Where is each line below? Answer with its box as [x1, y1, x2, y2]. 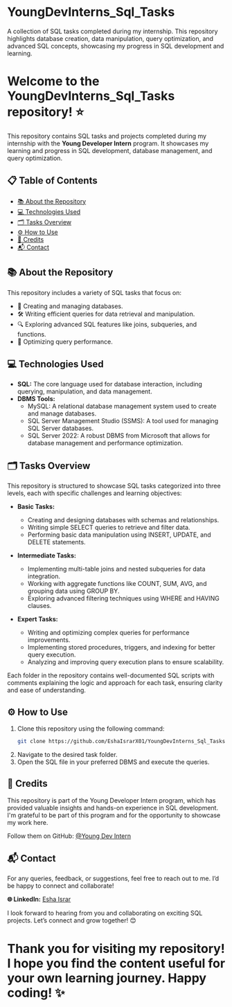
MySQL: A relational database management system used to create [27, 402, 217, 411]
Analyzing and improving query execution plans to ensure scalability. [27, 658, 224, 666]
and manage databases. [27, 409, 97, 418]
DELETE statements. [27, 538, 86, 546]
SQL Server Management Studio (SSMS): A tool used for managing [27, 417, 219, 425]
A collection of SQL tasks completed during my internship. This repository [7, 27, 218, 35]
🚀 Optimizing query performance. [17, 337, 113, 346]
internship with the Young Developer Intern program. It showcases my [7, 139, 209, 148]
